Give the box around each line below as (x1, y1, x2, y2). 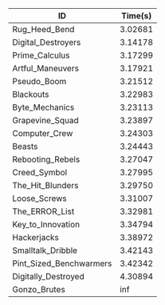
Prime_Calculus (12, 50, 70, 61)
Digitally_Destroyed (12, 271, 85, 282)
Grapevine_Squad (12, 115, 80, 126)
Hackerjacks (12, 232, 60, 243)
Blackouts (12, 89, 49, 99)
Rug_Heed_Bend (12, 24, 75, 34)
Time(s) (120, 10, 152, 21)
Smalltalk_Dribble (12, 245, 78, 255)
